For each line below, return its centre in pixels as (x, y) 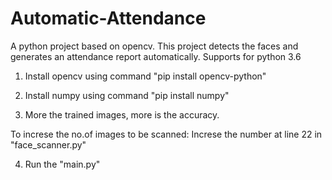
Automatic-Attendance (108, 18)
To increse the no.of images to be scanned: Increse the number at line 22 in (166, 134)
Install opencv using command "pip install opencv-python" (145, 76)
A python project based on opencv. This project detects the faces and (154, 46)
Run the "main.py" (62, 164)
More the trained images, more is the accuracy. (122, 114)
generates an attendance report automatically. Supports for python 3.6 (156, 56)
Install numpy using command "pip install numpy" (127, 95)
